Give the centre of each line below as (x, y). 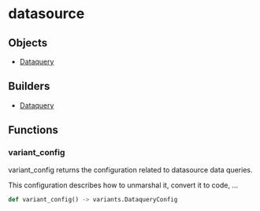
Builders (29, 86)
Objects (28, 43)
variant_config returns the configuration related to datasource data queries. (130, 169)
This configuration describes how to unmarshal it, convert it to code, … (123, 185)
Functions (33, 130)
